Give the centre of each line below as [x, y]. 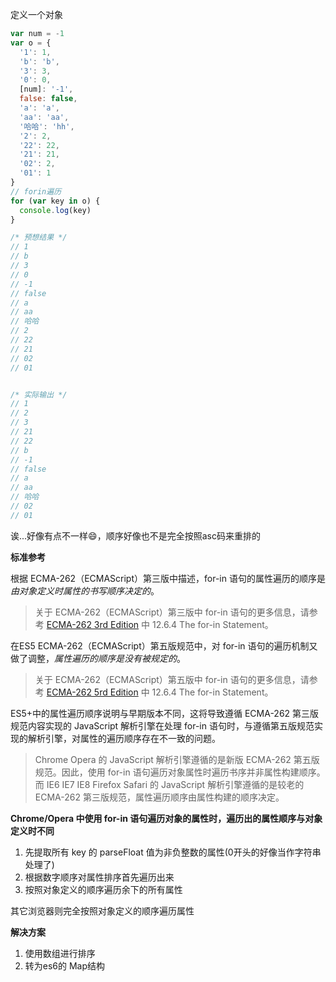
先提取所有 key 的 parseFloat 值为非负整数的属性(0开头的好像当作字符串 [173, 852]
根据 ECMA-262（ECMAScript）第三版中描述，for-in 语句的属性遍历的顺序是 [168, 578]
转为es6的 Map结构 [65, 965]
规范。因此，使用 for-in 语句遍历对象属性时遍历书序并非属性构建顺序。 [180, 772]
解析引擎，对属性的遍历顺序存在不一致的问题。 [124, 738]
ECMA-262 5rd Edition [92, 692]
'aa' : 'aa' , [44, 117]
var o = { [31, 43]
